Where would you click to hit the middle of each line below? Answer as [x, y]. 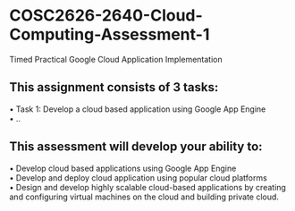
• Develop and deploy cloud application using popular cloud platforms [139, 177]
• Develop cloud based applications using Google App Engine [123, 168]
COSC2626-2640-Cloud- [106, 16]
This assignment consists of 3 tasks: [114, 87]
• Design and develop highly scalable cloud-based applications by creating [147, 187]
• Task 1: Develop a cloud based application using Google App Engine [138, 109]
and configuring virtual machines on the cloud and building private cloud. [144, 197]
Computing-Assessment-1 [110, 34]
